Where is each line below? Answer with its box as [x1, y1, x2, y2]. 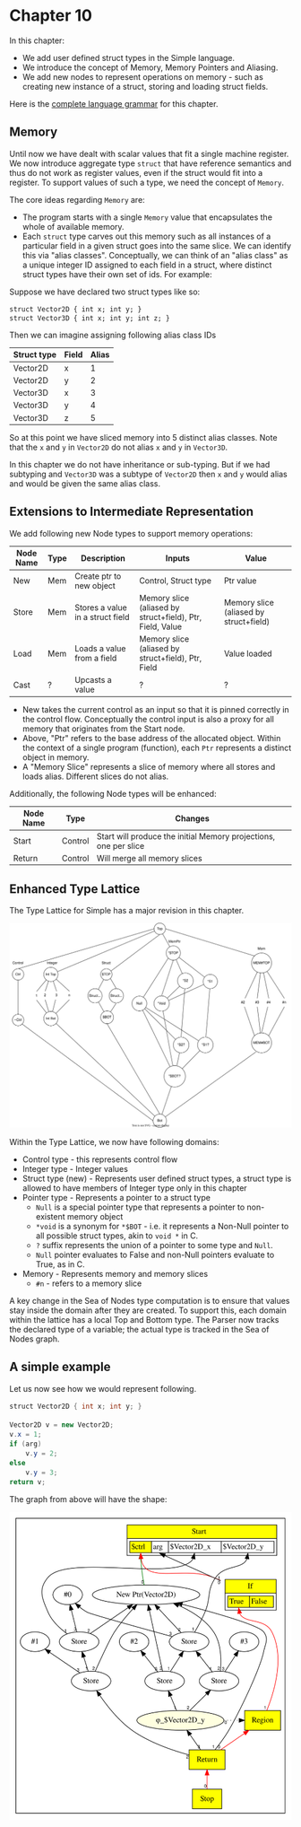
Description [80, 553, 125, 564]
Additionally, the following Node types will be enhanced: [9, 788, 217, 799]
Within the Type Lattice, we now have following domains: [9, 1136, 219, 1147]
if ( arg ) [9, 1439, 42, 1449]
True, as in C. [35, 1258, 85, 1270]
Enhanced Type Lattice [9, 881, 141, 896]
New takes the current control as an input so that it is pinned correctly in [21, 704, 289, 714]
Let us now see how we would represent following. [9, 1383, 197, 1394]
